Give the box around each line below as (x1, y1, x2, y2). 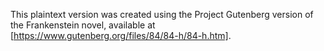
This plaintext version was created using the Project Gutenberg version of (10, 9, 314, 20)
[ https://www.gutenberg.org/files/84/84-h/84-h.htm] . (10, 30, 232, 41)
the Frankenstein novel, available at (10, 19, 156, 31)
